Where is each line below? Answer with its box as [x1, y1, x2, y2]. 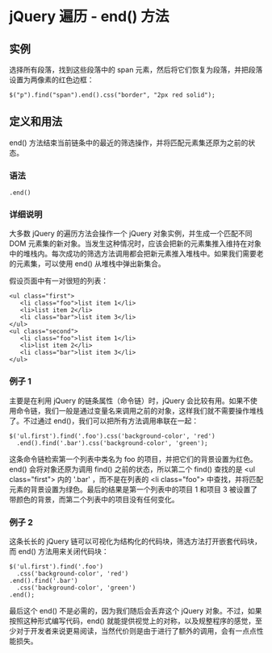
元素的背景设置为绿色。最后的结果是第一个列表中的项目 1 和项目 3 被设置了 [9, 485, 258, 494]
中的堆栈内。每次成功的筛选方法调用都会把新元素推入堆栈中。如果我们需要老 [9, 249, 264, 259]
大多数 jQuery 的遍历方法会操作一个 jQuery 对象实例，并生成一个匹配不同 [9, 229, 253, 239]
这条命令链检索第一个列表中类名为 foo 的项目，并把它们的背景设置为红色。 [9, 454, 257, 464]
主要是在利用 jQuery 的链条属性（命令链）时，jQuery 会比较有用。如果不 [9, 396, 251, 406]
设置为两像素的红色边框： [9, 75, 94, 85]
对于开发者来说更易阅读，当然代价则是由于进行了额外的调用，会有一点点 [15, 626, 257, 635]
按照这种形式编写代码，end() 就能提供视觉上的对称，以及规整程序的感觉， [9, 616, 256, 626]
